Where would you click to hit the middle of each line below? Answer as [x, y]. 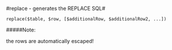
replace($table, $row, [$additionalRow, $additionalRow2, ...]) [86, 19]
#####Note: [21, 30]
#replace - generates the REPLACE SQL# [56, 8]
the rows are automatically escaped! [50, 41]
